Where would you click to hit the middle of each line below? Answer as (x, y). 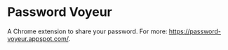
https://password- (195, 31)
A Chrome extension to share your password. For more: (87, 31)
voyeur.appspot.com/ (38, 38)
